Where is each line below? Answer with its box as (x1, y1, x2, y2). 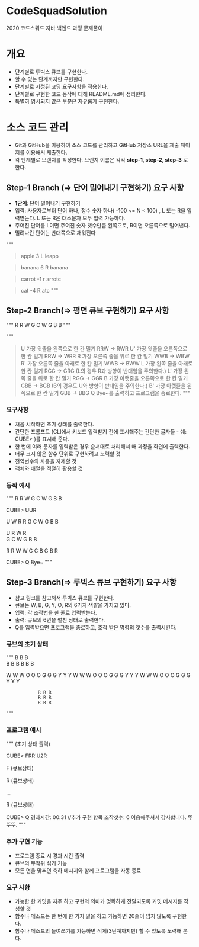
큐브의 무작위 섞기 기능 (14, 859, 68, 866)
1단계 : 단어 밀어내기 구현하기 (14, 200, 81, 207)
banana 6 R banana (20, 264, 68, 271)
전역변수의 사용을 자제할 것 (14, 457, 77, 464)
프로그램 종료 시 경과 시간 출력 (14, 852, 85, 859)
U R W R (6, 529, 27, 537)
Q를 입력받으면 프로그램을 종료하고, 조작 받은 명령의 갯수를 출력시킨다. (14, 624, 177, 631)
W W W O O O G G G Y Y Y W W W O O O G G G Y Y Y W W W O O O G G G (6, 672, 191, 679)
